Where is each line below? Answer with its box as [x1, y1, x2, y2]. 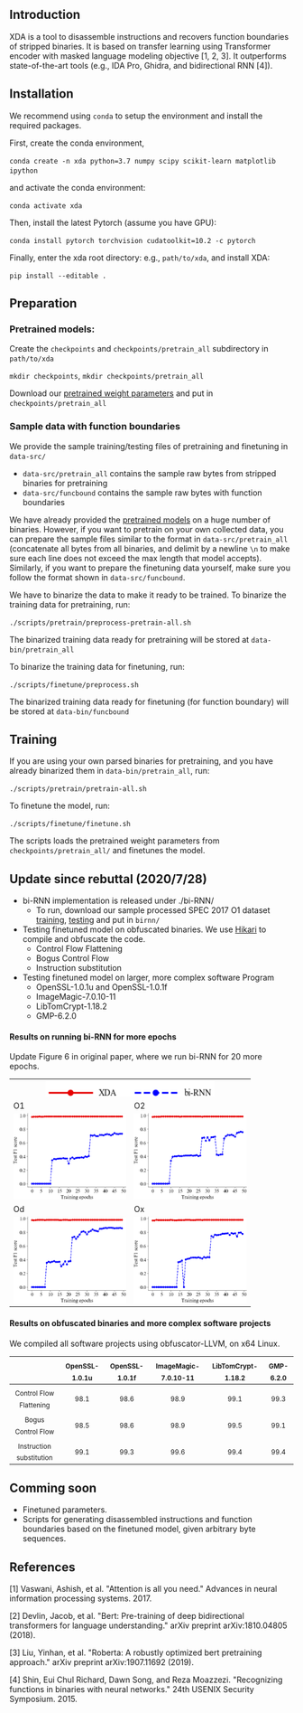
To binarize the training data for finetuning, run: [9, 661, 185, 672]
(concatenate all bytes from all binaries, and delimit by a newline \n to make [9, 542, 290, 554]
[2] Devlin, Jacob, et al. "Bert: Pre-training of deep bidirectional [9, 1611, 245, 1622]
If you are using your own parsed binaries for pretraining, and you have [9, 756, 273, 767]
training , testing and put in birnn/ [35, 915, 161, 926]
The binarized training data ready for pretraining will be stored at [9, 634, 250, 645]
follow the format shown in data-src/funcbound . [9, 571, 186, 582]
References [9, 1559, 76, 1575]
